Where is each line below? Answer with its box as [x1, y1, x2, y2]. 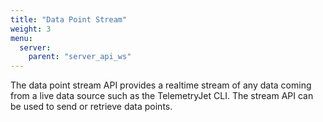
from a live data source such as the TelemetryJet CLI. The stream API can [10, 90, 314, 102]
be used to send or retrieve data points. [10, 101, 173, 113]
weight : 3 [10, 24, 52, 34]
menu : [10, 33, 33, 43]
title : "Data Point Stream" [10, 14, 128, 25]
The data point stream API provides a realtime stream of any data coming [10, 79, 312, 91]
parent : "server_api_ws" [28, 52, 132, 62]
